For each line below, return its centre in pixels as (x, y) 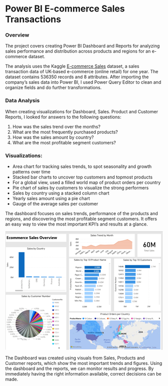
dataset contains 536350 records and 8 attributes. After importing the (77, 77)
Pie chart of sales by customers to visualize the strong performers (80, 188)
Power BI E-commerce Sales (65, 9)
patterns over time (31, 172)
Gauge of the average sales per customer (55, 204)
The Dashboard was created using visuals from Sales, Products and (75, 358)
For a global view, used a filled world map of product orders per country (86, 182)
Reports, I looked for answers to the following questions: (63, 117)
